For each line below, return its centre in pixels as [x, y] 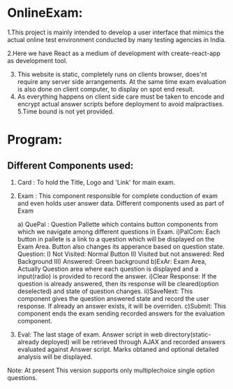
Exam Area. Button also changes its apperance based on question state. [121, 246]
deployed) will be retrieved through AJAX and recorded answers [133, 341]
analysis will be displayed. [55, 356]
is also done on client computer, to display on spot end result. [106, 89]
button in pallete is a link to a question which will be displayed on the [116, 239]
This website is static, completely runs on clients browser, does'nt [112, 74]
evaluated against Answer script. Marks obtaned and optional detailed [118, 349]
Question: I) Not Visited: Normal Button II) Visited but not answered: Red [121, 254]
